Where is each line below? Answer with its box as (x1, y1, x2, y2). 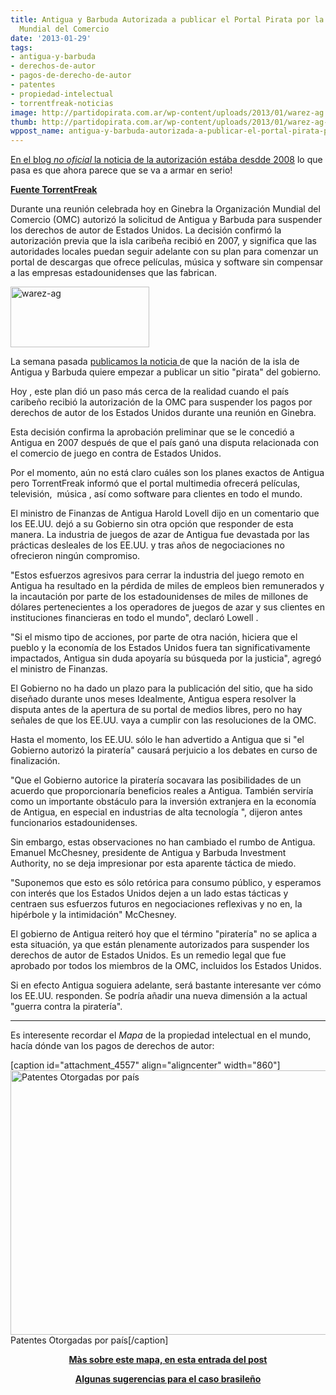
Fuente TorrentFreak (10, 184, 98, 196)
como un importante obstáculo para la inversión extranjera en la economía (10, 796, 317, 808)
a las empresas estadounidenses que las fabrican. (10, 267, 218, 279)
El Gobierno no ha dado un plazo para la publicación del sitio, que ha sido (10, 682, 313, 695)
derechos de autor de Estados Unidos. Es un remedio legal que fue (10, 949, 287, 961)
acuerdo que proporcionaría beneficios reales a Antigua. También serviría (10, 785, 314, 797)
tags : (10, 42, 33, 53)
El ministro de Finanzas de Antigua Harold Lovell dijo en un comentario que (10, 507, 320, 520)
